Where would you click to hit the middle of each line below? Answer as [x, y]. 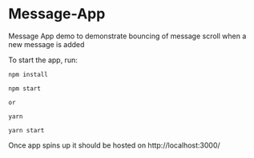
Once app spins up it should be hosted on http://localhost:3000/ [114, 145]
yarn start [26, 130]
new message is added [46, 44]
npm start [25, 89]
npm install [28, 74]
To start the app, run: [43, 60]
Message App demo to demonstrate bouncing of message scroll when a [127, 36]
